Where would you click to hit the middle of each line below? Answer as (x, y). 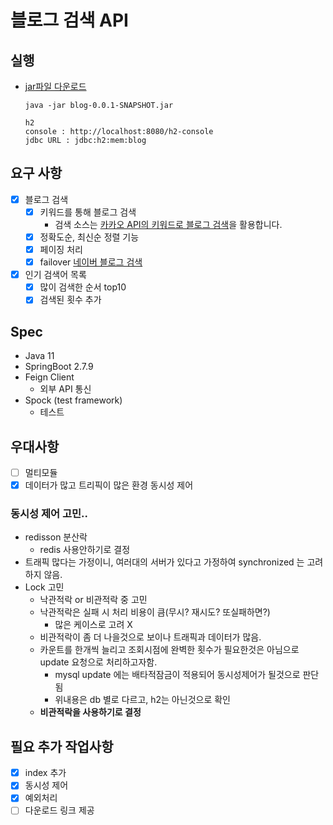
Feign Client (49, 377)
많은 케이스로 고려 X (93, 625)
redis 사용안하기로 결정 (85, 550)
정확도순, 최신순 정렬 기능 (89, 237)
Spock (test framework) (73, 400)
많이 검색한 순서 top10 (83, 287)
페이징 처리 (61, 249)
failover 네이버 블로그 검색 (91, 262)
